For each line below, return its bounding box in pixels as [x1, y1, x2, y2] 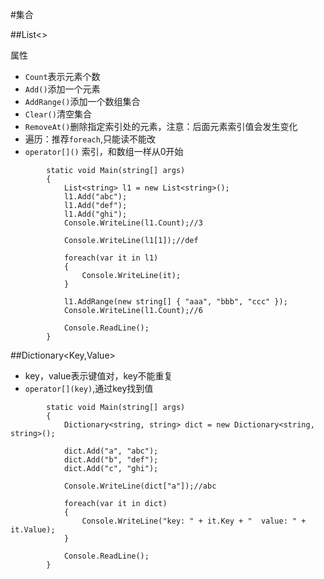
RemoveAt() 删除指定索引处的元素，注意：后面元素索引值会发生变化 [24, 121, 298, 132]
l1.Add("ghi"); [63, 209, 128, 219]
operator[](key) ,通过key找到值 [24, 383, 154, 394]
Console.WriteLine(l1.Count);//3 [63, 218, 203, 228]
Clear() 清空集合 [24, 108, 92, 120]
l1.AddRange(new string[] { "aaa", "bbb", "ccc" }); [63, 297, 288, 307]
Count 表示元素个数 [24, 71, 101, 82]
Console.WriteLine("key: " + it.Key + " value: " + [81, 516, 307, 526]
